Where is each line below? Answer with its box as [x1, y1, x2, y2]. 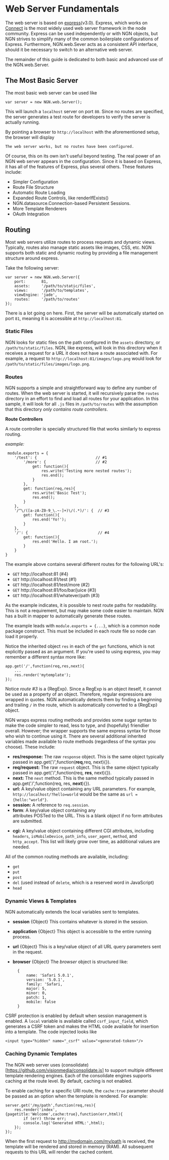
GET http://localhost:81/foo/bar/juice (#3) [12, 587, 97, 593]
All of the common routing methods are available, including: [5, 854, 129, 860]
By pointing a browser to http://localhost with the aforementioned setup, [5, 129, 160, 135]
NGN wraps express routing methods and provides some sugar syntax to [5, 717, 157, 723]
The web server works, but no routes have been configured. [5, 144, 135, 149]
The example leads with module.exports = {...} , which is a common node [5, 623, 160, 629]
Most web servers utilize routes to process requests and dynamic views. [5, 239, 156, 245]
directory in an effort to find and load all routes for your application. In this [5, 396, 159, 402]
